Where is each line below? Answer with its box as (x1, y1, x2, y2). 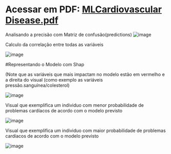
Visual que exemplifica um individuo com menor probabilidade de (5, 102, 144, 108)
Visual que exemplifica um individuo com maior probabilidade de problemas (5, 127, 166, 133)
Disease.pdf (5, 14, 59, 26)
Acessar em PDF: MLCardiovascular (5, 4, 162, 15)
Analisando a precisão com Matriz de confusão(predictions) (5, 31, 132, 37)
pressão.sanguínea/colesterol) (5, 82, 70, 88)
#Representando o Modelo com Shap (5, 61, 85, 67)
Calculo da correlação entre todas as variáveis (5, 41, 104, 47)
